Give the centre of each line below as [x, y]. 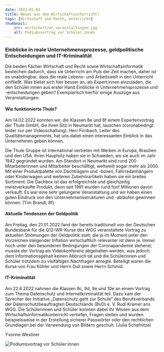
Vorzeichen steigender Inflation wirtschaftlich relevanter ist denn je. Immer [80, 240]
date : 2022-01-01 [23, 10]
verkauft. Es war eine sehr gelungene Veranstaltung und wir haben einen [79, 192]
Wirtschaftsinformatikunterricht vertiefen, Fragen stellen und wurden [74, 314]
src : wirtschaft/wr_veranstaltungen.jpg [56, 28]
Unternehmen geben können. [35, 141]
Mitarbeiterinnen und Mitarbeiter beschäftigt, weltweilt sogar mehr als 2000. [82, 166]
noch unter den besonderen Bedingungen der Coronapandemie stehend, [79, 245]
